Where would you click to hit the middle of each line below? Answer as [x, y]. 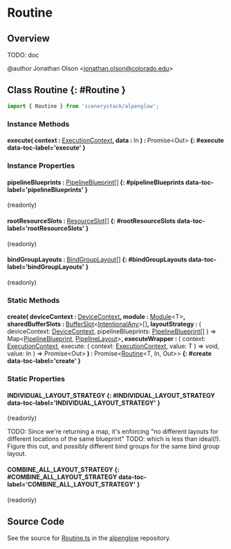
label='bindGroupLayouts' [46, 267]
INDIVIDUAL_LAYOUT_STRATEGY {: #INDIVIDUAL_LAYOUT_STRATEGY [111, 395]
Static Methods [34, 300]
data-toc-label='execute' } [46, 148]
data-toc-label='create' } [44, 361]
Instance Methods [38, 124]
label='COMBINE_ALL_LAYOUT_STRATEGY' [72, 484]
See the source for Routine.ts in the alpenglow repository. [89, 538]
